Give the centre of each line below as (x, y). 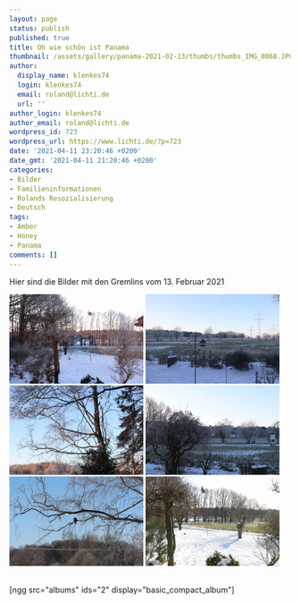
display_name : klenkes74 (63, 76)
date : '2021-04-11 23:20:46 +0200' (75, 151)
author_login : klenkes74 (55, 113)
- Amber (24, 227)
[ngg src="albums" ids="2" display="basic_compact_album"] (122, 590)
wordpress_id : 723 (43, 132)
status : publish (39, 28)
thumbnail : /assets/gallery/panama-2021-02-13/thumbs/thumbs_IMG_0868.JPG (151, 57)
